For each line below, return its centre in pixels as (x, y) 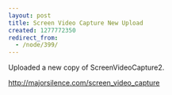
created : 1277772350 (42, 30)
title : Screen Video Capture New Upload (76, 23)
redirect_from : (33, 38)
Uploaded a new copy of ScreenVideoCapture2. (86, 67)
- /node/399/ (37, 45)
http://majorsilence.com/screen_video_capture (84, 83)
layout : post (30, 15)
